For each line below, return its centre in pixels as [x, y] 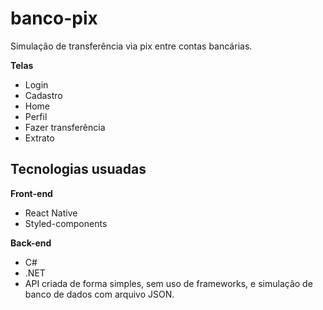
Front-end [31, 193]
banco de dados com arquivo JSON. [99, 294]
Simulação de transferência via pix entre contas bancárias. [131, 46]
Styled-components [66, 223]
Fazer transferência [65, 127]
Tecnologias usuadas [78, 169]
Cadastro [43, 95]
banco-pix [54, 18]
